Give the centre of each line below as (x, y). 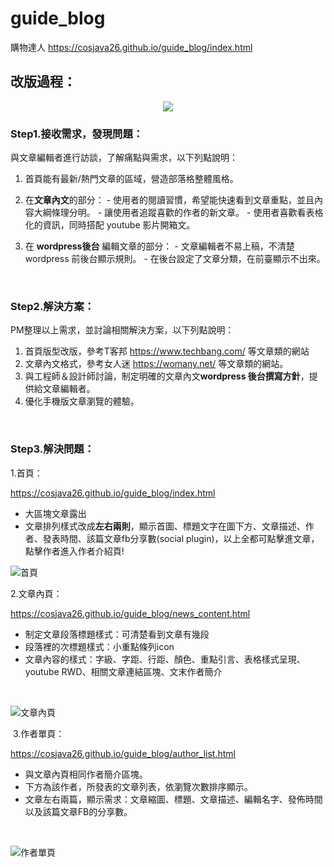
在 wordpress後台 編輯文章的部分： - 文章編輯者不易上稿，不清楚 (159, 246)
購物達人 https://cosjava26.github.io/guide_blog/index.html (131, 47)
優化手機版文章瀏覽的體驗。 (82, 401)
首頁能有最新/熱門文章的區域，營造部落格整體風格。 (131, 179)
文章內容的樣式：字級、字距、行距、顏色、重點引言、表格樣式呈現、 (165, 659)
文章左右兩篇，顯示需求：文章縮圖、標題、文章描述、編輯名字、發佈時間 (173, 799)
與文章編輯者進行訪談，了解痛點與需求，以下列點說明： (124, 158)
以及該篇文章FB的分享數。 (78, 811)
